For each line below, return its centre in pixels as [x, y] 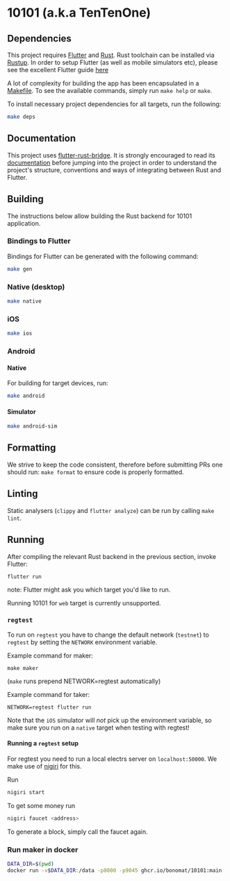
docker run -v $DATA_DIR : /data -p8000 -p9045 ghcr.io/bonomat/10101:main [115, 870]
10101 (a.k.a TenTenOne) [79, 13]
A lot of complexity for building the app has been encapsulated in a [103, 83]
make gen [20, 269]
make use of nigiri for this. [44, 766]
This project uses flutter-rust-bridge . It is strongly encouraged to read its [111, 155]
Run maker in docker [43, 850]
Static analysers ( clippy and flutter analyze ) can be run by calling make [111, 510]
